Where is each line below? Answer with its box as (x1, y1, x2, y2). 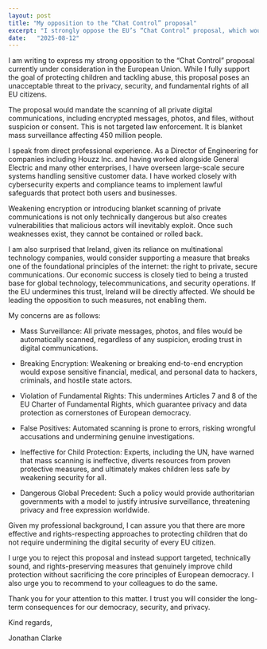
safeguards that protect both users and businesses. (8, 188, 177, 198)
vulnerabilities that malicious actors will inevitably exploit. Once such (8, 221, 233, 230)
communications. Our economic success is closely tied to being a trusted (8, 270, 249, 280)
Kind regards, (8, 618, 53, 627)
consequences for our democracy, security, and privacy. (25, 603, 211, 612)
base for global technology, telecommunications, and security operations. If (8, 278, 256, 288)
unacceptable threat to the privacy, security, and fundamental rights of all (8, 81, 249, 91)
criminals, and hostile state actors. (19, 376, 133, 385)
